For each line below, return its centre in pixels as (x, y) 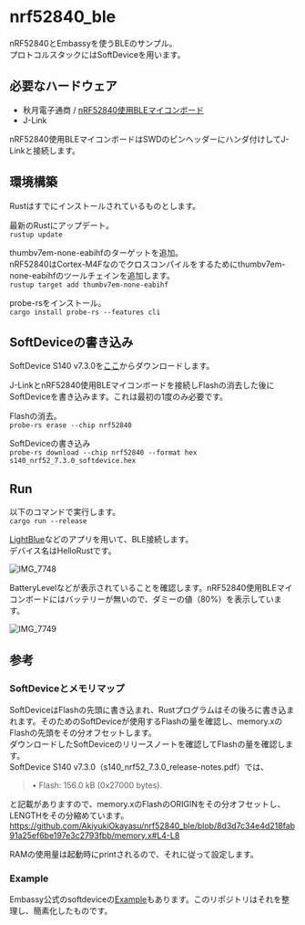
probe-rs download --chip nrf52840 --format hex (103, 453)
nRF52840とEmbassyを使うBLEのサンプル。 (93, 43)
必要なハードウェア (63, 86)
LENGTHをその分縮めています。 (69, 815)
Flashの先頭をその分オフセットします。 (83, 732)
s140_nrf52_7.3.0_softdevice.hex (73, 461)
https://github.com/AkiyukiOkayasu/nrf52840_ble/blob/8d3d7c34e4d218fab (152, 825)
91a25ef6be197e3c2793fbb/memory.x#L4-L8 (95, 835)
